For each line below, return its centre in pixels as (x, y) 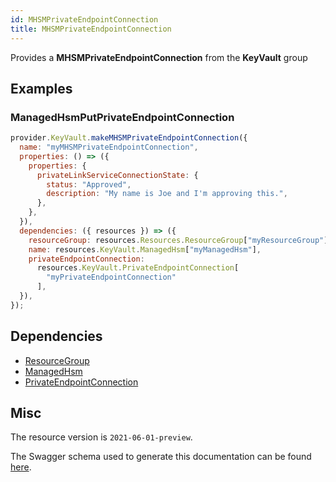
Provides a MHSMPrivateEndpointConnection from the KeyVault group (159, 57)
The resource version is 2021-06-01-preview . (101, 437)
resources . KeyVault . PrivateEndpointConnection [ (138, 268)
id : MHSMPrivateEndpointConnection (84, 19)
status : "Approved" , (89, 184)
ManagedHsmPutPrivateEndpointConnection (122, 117)
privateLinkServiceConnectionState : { (117, 175)
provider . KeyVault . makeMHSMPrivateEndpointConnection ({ (129, 138)
